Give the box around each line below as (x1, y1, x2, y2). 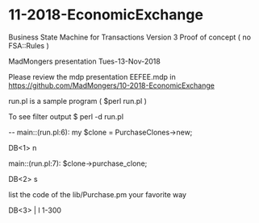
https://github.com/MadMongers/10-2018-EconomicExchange (8, 81, 215, 90)
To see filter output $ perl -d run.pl (8, 111, 123, 122)
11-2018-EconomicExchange (8, 6, 204, 24)
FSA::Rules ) (8, 40, 50, 50)
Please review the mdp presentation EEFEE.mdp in (8, 72, 176, 81)
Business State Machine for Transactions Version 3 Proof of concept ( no (8, 32, 252, 42)
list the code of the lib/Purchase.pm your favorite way (8, 189, 187, 199)
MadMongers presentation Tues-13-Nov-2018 (8, 56, 161, 66)
